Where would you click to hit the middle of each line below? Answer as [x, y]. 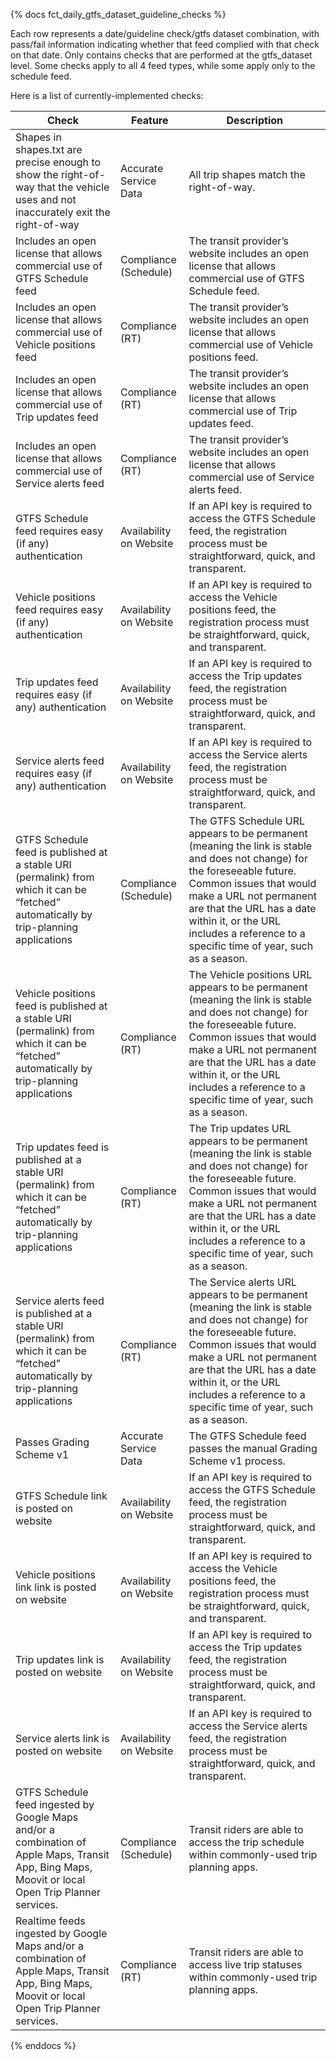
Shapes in [38, 137]
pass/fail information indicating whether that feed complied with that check [165, 44]
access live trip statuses [245, 1964]
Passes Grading [52, 1442]
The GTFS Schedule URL [246, 821]
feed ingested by [55, 1804]
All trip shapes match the [247, 174]
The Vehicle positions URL [250, 974]
